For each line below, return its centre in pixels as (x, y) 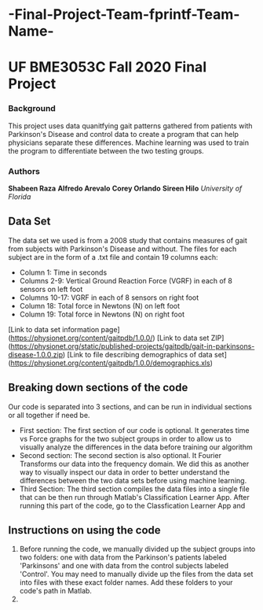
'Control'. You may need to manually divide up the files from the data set (136, 574)
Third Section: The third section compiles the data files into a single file (134, 489)
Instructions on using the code (84, 530)
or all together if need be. (49, 415)
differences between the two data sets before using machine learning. (133, 480)
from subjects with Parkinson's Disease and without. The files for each (122, 249)
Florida (20, 196)
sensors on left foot (51, 289)
